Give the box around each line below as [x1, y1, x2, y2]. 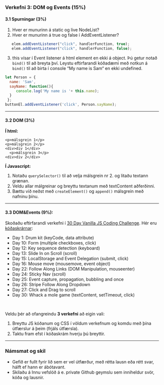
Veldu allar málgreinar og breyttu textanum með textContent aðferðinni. [12, 183, 155, 189]
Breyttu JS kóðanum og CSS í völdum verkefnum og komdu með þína [12, 320, 151, 326]
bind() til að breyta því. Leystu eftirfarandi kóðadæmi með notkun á [12, 60, 148, 66]
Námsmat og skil [5, 348, 46, 355]
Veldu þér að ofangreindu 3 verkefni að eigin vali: [5, 311, 105, 317]
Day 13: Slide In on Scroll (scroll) [12, 250, 77, 256]
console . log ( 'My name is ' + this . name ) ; [16, 89, 99, 93]
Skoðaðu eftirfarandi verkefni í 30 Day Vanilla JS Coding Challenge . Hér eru [5, 220, 157, 226]
